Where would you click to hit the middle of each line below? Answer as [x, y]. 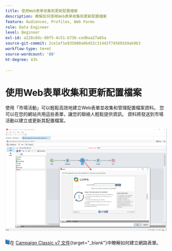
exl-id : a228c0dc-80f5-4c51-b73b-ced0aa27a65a [56, 38]
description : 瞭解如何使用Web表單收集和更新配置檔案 [56, 16]
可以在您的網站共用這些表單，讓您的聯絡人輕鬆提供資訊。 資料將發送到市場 [84, 114]
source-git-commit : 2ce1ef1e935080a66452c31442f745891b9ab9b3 [73, 44]
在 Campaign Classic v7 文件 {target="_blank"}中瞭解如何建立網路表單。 [85, 243]
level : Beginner [23, 33]
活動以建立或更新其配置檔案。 [37, 121]
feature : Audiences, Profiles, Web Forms [50, 22]
